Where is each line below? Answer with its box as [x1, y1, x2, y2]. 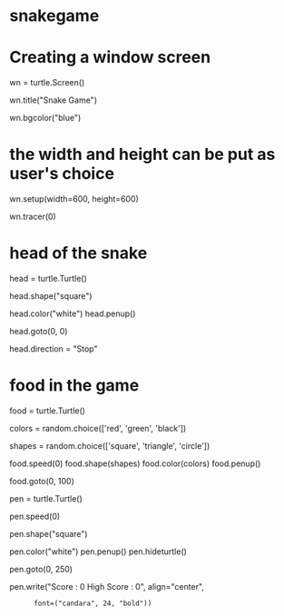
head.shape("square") [9, 291, 93, 301]
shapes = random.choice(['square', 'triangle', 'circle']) [9, 440, 211, 451]
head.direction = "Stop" [9, 343, 98, 354]
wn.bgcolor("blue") [9, 113, 82, 124]
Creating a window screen [9, 47, 211, 68]
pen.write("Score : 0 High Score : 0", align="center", [9, 581, 204, 591]
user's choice [9, 164, 115, 184]
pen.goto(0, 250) [9, 563, 73, 574]
